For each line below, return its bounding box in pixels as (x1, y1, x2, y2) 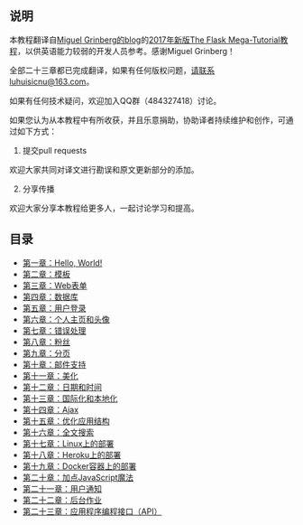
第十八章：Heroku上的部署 (22, 449, 122, 460)
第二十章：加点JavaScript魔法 (22, 472, 134, 483)
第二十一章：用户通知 (22, 483, 102, 494)
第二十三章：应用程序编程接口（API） (22, 505, 162, 517)
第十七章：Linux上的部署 (22, 437, 115, 449)
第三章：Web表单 (22, 279, 87, 291)
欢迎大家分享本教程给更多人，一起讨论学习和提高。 (9, 202, 199, 213)
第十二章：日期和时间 (22, 381, 102, 392)
